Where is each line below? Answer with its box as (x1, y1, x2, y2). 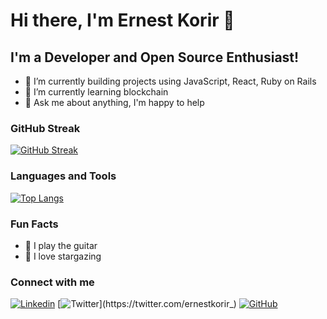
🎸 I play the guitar (24, 239, 98, 251)
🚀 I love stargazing (24, 250, 102, 262)
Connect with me (10, 275, 95, 289)
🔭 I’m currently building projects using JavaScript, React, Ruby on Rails (24, 75, 317, 87)
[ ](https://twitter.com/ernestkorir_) (57, 298, 237, 310)
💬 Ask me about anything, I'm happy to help (24, 97, 205, 108)
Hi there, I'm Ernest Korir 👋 (10, 9, 235, 32)
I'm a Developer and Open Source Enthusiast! (10, 49, 300, 66)
